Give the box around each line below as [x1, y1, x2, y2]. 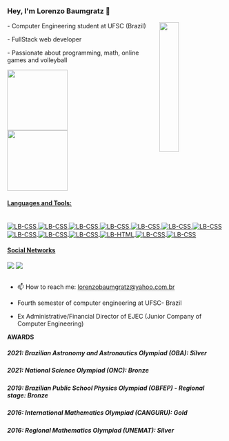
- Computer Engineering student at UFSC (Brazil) [7, 22, 146, 30]
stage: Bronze [7, 391, 48, 400]
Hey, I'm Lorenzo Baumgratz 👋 [7, 6, 110, 16]
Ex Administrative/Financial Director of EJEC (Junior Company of [17, 312, 202, 321]
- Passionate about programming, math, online [7, 48, 139, 57]
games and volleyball [7, 56, 68, 64]
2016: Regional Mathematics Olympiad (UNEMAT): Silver [7, 426, 175, 434]
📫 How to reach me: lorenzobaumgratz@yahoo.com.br [17, 283, 175, 291]
